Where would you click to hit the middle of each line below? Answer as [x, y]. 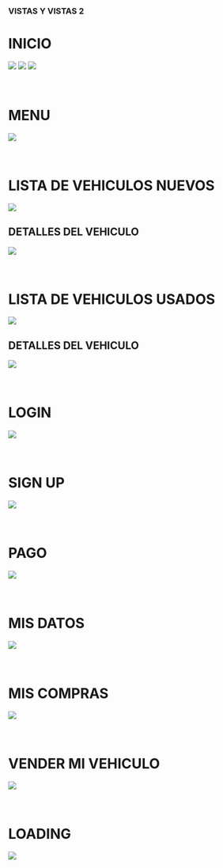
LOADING [40, 834]
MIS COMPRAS [59, 694]
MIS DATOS [47, 624]
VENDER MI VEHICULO [84, 764]
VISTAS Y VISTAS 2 [46, 11]
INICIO [30, 44]
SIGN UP [36, 483]
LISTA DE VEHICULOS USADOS [112, 299]
